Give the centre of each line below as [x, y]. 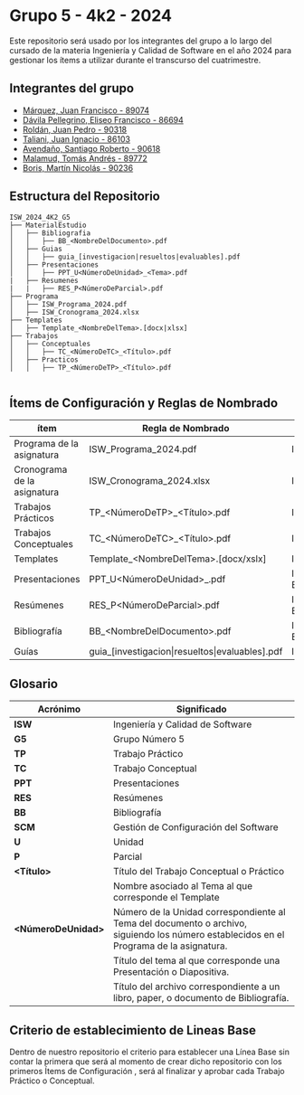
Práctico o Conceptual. [52, 1081]
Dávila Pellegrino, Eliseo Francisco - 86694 [103, 119]
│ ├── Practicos [44, 359]
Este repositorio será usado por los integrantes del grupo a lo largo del [141, 41]
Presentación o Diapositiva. [171, 972]
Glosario [34, 684]
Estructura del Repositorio [85, 197]
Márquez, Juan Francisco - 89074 [85, 110]
